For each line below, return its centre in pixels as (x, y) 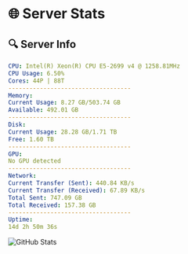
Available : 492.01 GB (43, 110)
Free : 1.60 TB (31, 139)
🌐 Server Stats (57, 14)
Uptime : (21, 220)
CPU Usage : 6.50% (36, 73)
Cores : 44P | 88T (36, 81)
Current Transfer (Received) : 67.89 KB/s (77, 190)
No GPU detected (34, 161)
